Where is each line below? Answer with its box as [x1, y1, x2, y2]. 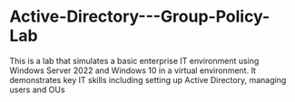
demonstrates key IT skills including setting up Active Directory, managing [9, 74, 287, 85]
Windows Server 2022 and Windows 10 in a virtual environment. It [9, 65, 257, 76]
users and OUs [9, 84, 65, 95]
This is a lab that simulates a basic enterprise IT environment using [9, 55, 260, 66]
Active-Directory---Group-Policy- [9, 6, 270, 27]
